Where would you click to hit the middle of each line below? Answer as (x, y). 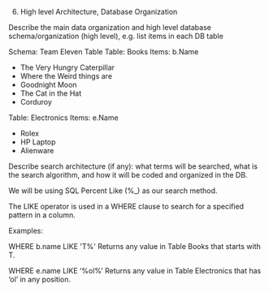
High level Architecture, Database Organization (99, 12)
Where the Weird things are (66, 76)
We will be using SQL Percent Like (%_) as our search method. (113, 191)
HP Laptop (38, 142)
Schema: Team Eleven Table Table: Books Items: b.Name (104, 52)
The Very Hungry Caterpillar (67, 67)
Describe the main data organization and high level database (110, 27)
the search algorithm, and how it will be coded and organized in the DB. (128, 175)
